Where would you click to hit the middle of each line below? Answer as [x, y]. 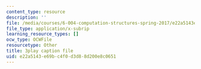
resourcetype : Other [32, 46]
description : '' [26, 17]
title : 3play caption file [40, 51]
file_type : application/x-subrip [48, 28]
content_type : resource [36, 12]
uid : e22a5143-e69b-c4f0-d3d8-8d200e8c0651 [61, 56]
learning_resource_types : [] [42, 34]
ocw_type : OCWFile [29, 40]
